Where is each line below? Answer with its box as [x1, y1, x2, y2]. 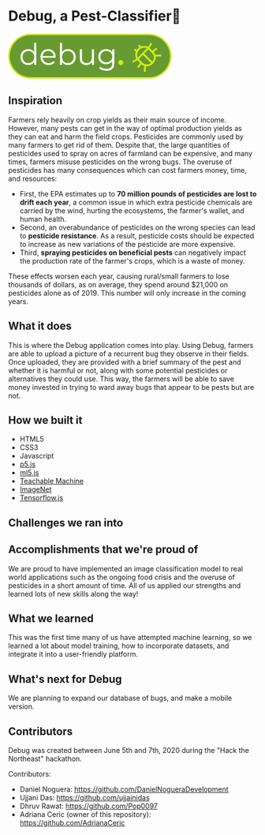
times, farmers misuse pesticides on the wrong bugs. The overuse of [8, 157, 233, 167]
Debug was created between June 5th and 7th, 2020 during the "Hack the [8, 746, 250, 755]
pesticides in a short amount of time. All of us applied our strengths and [8, 580, 241, 590]
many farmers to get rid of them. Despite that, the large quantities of [8, 140, 230, 149]
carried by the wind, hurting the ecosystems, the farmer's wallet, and [19, 205, 244, 215]
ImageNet [19, 485, 52, 494]
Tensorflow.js [19, 493, 64, 503]
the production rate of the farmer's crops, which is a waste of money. [19, 256, 245, 265]
